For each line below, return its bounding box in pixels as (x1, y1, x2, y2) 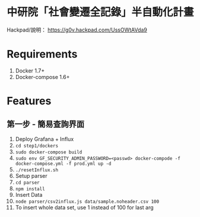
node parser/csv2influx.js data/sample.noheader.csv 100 (15, 199, 160, 205)
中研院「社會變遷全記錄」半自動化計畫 (7, 5, 195, 19)
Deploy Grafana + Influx (15, 135, 74, 143)
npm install (15, 185, 45, 192)
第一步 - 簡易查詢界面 (7, 119, 85, 130)
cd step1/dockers (15, 143, 59, 149)
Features (7, 95, 52, 108)
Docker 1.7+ (15, 67, 45, 74)
